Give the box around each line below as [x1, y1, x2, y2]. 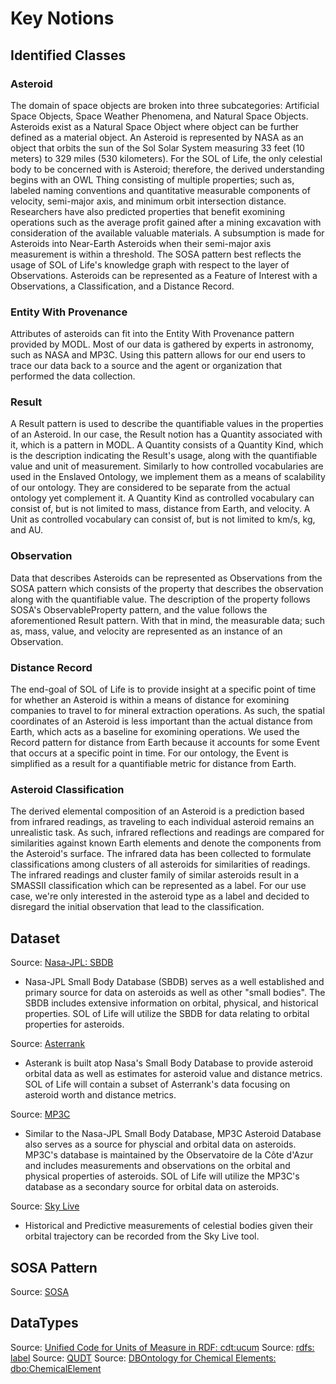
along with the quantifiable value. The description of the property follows [10, 593, 311, 605]
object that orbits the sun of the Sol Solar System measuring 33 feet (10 [10, 142, 305, 154]
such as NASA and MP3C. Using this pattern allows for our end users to [10, 349, 306, 361]
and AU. [10, 524, 44, 536]
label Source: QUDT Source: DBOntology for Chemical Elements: [10, 1352, 277, 1364]
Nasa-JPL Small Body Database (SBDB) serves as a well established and [24, 976, 325, 988]
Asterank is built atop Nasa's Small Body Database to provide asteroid [24, 1057, 313, 1069]
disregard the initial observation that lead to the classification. [10, 901, 265, 913]
